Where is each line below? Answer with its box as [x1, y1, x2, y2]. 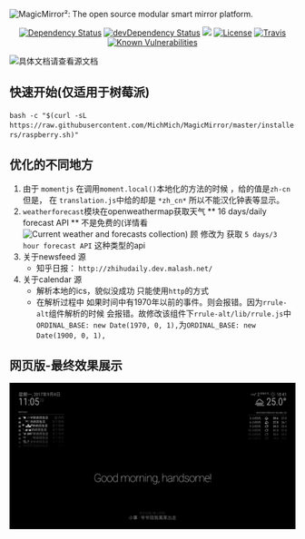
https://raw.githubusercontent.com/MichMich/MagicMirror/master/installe [9, 121, 295, 130]
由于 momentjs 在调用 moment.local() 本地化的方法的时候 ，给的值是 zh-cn [22, 182, 290, 194]
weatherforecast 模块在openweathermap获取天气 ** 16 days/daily [22, 205, 268, 217]
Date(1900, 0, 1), [35, 331, 106, 340]
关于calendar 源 [22, 273, 83, 285]
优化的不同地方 [9, 157, 93, 172]
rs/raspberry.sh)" [9, 130, 79, 140]
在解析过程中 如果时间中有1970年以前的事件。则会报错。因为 [35, 296, 263, 308]
